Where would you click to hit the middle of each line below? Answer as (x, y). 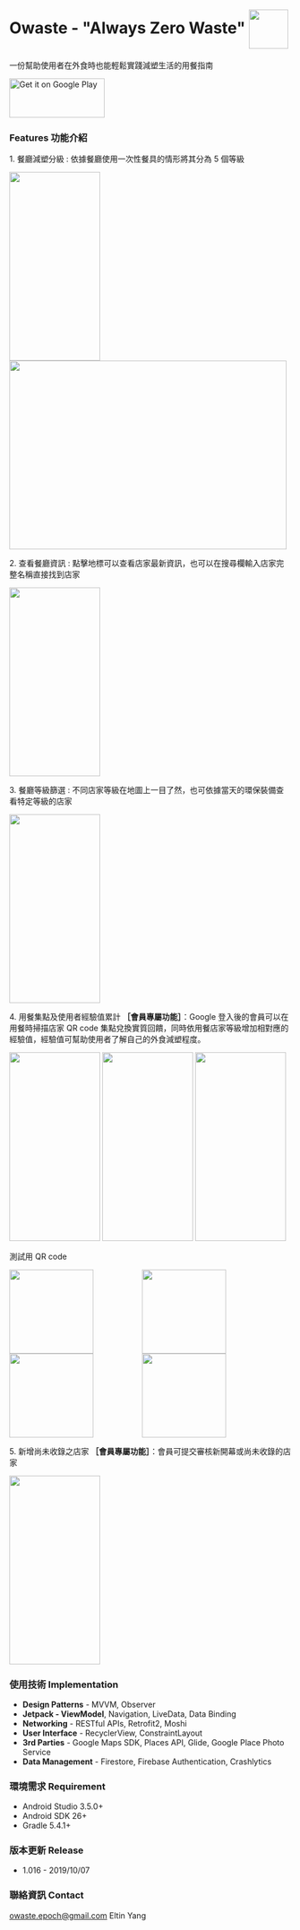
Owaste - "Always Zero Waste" (128, 28)
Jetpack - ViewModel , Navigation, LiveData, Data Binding (129, 1714)
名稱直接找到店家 (48, 574)
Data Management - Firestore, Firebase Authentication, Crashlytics (147, 1762)
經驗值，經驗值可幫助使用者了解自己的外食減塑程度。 (107, 1038)
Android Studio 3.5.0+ (63, 1806)
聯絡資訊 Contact (47, 1895)
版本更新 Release (47, 1850)
